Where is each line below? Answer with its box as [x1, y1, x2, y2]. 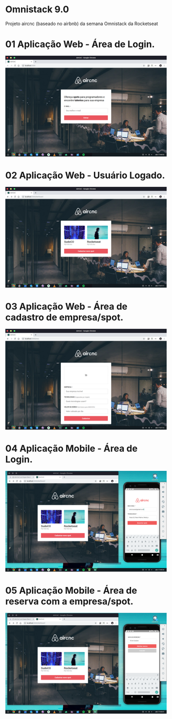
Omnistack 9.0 [5, 4, 69, 15]
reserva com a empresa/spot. [5, 595, 134, 607]
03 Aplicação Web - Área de [5, 301, 128, 312]
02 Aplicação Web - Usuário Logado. [5, 170, 165, 181]
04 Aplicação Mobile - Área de [5, 443, 138, 454]
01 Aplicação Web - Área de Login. [5, 38, 155, 50]
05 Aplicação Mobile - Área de [5, 584, 137, 596]
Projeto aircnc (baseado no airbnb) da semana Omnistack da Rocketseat [5, 20, 158, 27]
